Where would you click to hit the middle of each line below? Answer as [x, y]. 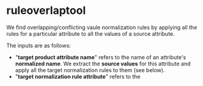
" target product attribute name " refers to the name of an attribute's [101, 57]
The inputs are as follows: [39, 45]
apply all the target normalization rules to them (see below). [90, 70]
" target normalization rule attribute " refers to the [78, 76]
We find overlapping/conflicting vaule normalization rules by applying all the [102, 27]
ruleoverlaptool [46, 11]
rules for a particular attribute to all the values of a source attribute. [91, 33]
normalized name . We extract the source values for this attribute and [103, 64]
